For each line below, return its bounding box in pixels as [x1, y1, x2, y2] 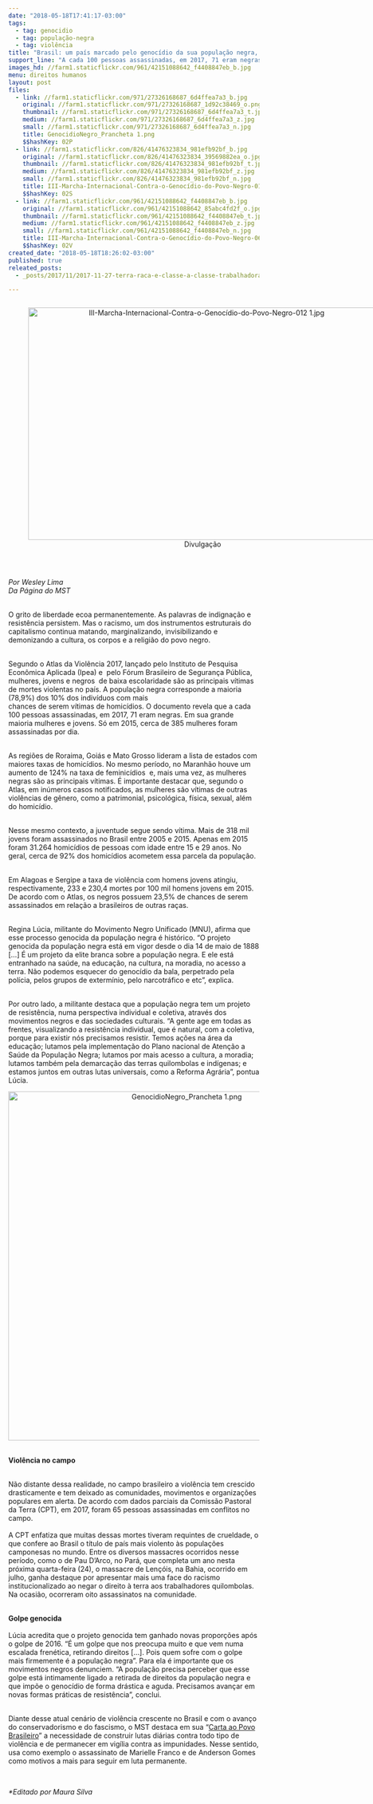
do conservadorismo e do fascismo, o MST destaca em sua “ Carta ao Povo [8, 1723, 256, 1732]
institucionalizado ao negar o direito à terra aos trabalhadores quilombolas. [8, 1581, 254, 1591]
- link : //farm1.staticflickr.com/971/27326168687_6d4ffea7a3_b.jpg [15, 93, 248, 101]
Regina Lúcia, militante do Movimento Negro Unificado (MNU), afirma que [8, 925, 251, 934]
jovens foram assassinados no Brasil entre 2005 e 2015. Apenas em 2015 [8, 835, 249, 844]
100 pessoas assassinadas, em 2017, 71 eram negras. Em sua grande [8, 710, 234, 720]
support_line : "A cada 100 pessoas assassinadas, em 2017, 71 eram [8, 57, 238, 65]
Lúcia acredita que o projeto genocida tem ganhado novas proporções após [8, 1631, 257, 1640]
